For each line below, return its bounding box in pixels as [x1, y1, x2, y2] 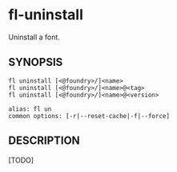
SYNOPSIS [8, 55, 63, 69]
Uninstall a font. [8, 32, 60, 42]
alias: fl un [8, 104, 52, 113]
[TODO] [8, 155, 34, 165]
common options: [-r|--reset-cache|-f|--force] [8, 112, 171, 120]
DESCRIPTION [8, 134, 80, 148]
